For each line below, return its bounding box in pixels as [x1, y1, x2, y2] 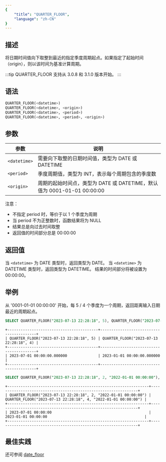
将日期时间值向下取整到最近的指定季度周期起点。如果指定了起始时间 [5, 55, 144, 61]
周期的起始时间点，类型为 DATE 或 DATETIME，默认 [38, 180, 158, 187]
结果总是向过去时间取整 [12, 224, 60, 230]
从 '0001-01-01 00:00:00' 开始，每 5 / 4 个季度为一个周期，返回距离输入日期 [5, 302, 161, 308]
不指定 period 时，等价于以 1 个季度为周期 [12, 211, 97, 217]
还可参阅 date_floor [5, 452, 44, 458]
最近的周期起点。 [5, 308, 40, 314]
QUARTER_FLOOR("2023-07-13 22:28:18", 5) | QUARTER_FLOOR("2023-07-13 [9, 336, 158, 341]
